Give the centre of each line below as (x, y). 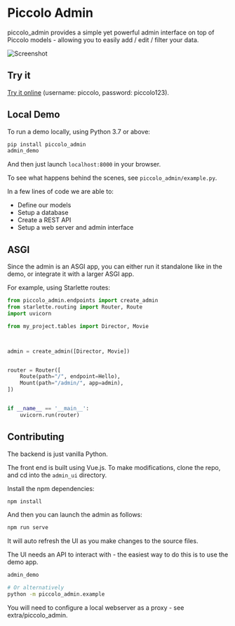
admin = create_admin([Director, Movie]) (69, 351)
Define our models (44, 205)
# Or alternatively (36, 588)
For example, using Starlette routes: (59, 288)
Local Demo (34, 115)
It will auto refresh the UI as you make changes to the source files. (103, 541)
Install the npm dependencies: (51, 488)
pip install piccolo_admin (47, 144)
